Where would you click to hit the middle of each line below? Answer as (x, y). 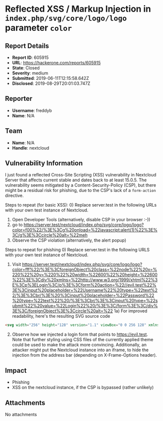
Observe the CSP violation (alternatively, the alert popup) (69, 240)
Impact (16, 371)
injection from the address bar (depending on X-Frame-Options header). (84, 355)
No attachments (21, 414)
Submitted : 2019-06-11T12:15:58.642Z (50, 78)
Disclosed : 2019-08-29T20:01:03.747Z (51, 83)
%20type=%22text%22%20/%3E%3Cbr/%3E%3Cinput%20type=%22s (85, 301)
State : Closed (26, 68)
